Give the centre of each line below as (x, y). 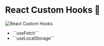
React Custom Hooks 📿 (53, 10)
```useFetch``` (26, 33)
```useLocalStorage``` (34, 38)
